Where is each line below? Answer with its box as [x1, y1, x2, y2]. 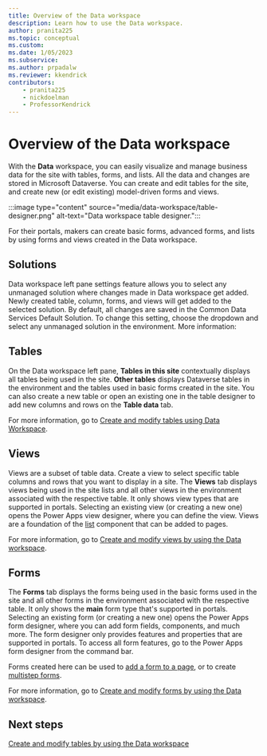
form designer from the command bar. [8, 647, 134, 656]
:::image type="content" [8, 203, 88, 212]
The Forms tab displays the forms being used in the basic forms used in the [8, 588, 257, 597]
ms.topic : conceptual [8, 34, 80, 42]
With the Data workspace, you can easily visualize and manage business [8, 161, 248, 172]
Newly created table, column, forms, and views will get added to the [8, 296, 232, 306]
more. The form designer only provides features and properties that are [8, 630, 243, 639]
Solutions [8, 258, 57, 271]
